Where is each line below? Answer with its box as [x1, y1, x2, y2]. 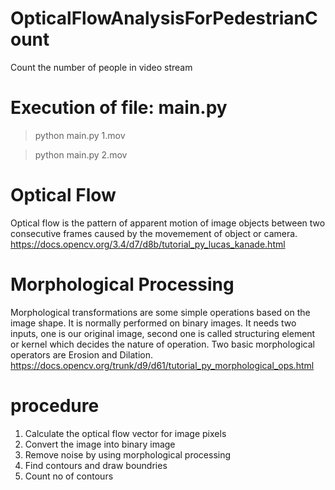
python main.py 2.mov [34, 148, 128, 161]
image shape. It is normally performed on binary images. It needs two [10, 317, 297, 329]
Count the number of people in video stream [10, 61, 193, 73]
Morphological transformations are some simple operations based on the [10, 306, 311, 318]
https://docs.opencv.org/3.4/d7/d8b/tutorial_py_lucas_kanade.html [10, 238, 286, 250]
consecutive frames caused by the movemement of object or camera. [10, 227, 298, 239]
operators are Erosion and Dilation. [10, 348, 153, 361]
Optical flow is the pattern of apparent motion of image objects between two [10, 217, 326, 229]
